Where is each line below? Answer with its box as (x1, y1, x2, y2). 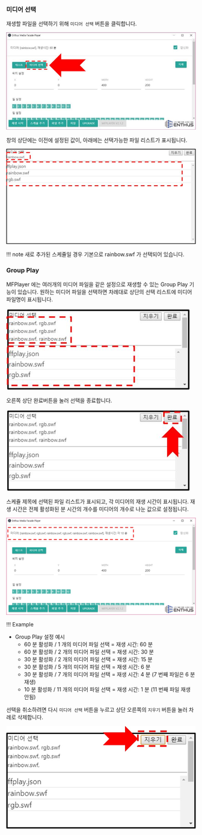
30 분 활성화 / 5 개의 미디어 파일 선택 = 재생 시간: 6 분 (23, 663, 151, 671)
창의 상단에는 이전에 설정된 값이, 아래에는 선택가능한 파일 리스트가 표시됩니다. (6, 136, 188, 144)
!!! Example (6, 621, 34, 628)
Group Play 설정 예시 (14, 633, 65, 641)
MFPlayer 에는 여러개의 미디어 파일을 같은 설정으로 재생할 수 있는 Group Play (6, 281, 188, 288)
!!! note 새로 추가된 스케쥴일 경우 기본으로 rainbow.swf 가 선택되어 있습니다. (6, 251, 185, 258)
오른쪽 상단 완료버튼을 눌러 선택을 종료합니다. (6, 397, 112, 404)
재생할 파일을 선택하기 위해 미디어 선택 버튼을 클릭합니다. (6, 20, 137, 28)
